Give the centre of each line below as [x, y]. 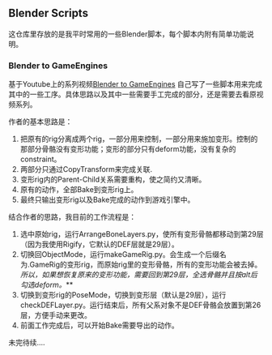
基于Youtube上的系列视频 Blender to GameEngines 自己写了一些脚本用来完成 [136, 84]
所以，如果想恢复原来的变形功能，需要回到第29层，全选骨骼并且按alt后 [138, 275]
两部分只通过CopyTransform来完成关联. [86, 169]
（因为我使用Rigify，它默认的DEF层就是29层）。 [100, 244]
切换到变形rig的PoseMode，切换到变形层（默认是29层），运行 [123, 295]
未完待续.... [27, 343]
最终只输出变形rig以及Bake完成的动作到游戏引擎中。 [107, 200]
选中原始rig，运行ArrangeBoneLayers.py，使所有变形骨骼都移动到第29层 [142, 234]
